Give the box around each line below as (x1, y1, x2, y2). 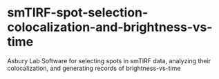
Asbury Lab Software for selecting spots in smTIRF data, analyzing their (7, 56, 211, 65)
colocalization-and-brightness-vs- (7, 19, 213, 35)
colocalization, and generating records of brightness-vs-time (7, 64, 181, 72)
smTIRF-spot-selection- (7, 5, 149, 21)
